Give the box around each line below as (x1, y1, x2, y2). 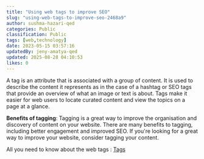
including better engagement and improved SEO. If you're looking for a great (6, 127, 198, 135)
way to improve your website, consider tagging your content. (6, 133, 160, 141)
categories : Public (6, 26, 56, 32)
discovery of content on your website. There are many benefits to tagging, (6, 121, 193, 128)
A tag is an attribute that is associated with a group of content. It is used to (6, 77, 194, 84)
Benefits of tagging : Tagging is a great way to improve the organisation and (6, 114, 197, 122)
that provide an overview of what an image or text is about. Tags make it (6, 90, 188, 97)
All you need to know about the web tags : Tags (6, 146, 126, 153)
